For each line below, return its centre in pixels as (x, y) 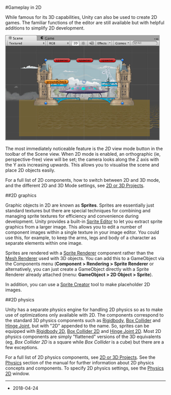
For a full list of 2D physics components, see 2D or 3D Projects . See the (80, 357)
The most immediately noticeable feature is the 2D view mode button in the (84, 149)
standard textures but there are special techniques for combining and (78, 210)
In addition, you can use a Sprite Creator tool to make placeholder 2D (78, 284)
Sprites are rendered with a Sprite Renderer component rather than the (80, 253)
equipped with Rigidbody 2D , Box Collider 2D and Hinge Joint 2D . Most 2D (83, 331)
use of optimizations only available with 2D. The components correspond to (84, 315)
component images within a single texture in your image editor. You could (82, 232)
